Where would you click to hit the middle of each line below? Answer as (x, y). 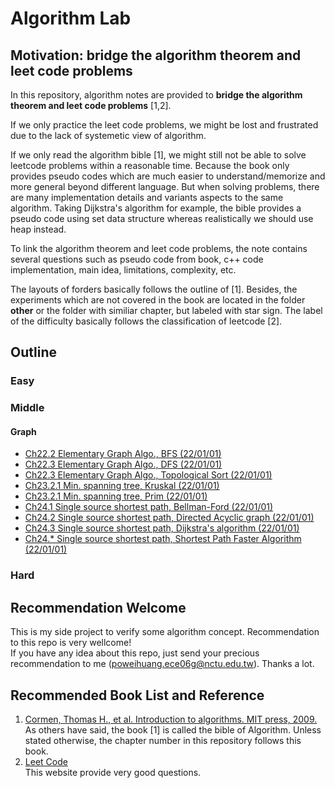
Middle (27, 408)
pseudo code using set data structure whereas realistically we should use (162, 218)
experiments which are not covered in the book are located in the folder (158, 300)
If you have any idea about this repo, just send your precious (135, 653)
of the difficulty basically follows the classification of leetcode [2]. (146, 321)
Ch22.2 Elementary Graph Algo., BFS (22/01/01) (123, 454)
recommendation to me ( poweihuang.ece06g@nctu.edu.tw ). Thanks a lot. (162, 664)
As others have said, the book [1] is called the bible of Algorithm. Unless (173, 729)
